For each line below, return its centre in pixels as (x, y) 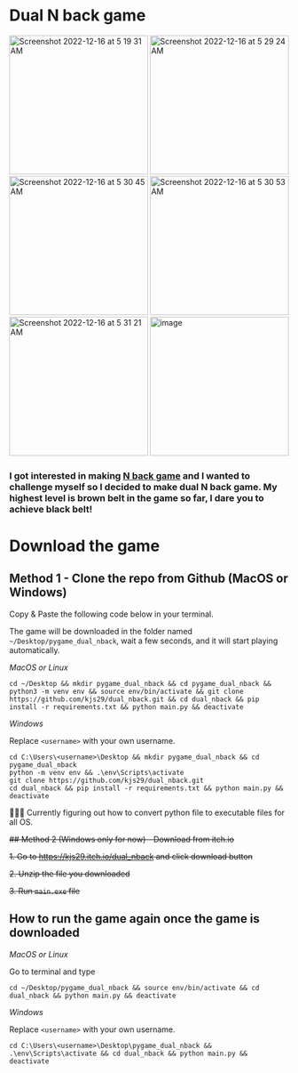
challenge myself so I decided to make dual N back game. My (143, 487)
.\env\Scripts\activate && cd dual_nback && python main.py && (129, 1053)
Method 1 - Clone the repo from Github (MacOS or (149, 579)
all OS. (21, 822)
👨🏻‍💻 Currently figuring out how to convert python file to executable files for (147, 812)
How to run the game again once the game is (134, 919)
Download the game (85, 546)
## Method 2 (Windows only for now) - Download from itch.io (122, 839)
